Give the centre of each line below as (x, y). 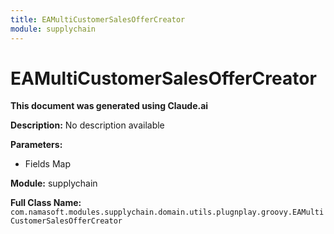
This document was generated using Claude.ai (109, 106)
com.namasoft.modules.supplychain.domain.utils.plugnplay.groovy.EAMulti (167, 212)
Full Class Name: (46, 203)
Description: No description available (87, 125)
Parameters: (36, 145)
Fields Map (47, 164)
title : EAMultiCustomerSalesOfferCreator (98, 19)
